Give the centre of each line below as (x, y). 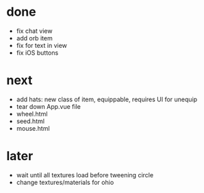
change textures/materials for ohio (65, 182)
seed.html (30, 121)
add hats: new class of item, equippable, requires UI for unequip (107, 99)
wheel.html (32, 114)
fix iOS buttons (37, 53)
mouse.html (33, 128)
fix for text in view (42, 45)
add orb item (34, 38)
